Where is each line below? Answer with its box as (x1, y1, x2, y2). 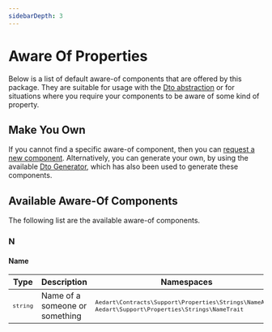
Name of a (40, 290, 81, 301)
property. (8, 99, 40, 110)
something (40, 310, 83, 321)
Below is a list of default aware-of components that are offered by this (8, 74, 243, 84)
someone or (40, 300, 87, 312)
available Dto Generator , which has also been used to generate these (8, 162, 239, 171)
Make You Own (8, 123, 87, 136)
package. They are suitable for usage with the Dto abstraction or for (8, 82, 235, 92)
